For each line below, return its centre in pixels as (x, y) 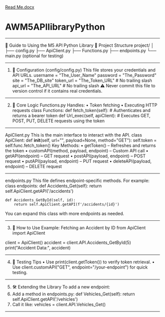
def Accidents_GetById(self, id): (41, 200)
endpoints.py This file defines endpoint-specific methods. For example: (77, 180)
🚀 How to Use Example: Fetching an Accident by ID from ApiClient (79, 228)
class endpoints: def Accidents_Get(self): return (54, 186)
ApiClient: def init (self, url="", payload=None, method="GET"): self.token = (81, 140)
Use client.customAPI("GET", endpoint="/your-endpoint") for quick (80, 267)
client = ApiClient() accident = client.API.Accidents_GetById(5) (68, 242)
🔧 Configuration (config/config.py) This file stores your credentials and (84, 70)
